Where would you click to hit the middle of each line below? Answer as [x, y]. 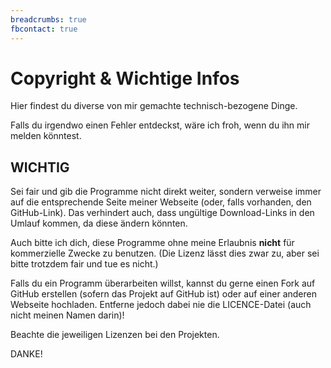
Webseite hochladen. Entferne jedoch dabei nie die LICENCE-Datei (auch [161, 305]
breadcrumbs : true [48, 19]
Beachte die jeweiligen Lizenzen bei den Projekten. [115, 335]
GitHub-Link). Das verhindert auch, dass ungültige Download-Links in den [162, 213]
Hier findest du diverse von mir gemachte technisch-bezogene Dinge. [154, 106]
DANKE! [26, 354]
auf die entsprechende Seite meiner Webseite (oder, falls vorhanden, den [161, 202]
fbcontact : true [44, 29]
